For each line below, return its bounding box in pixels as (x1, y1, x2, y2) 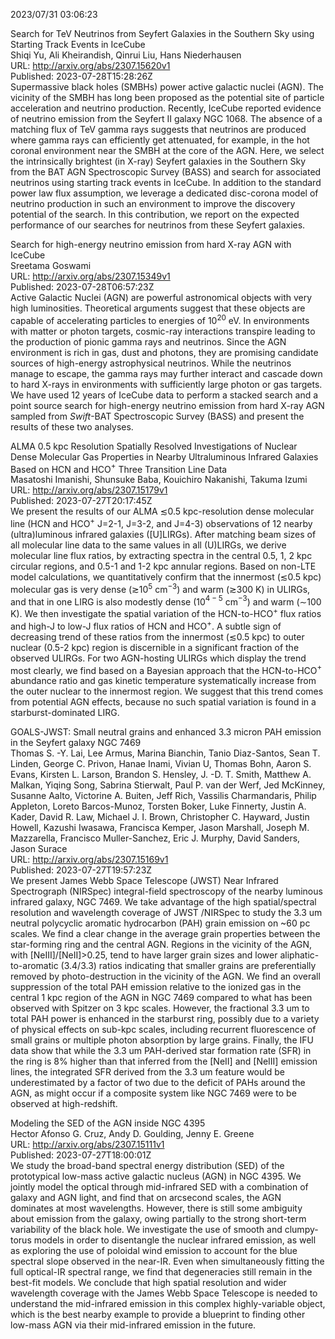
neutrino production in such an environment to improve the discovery (10, 198, 296, 209)
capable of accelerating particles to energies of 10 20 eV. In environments (10, 313, 310, 326)
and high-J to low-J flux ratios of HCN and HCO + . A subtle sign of (10, 618, 282, 632)
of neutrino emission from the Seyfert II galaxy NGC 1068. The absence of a (10, 113, 323, 124)
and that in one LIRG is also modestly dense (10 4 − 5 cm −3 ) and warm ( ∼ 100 (10, 594, 322, 608)
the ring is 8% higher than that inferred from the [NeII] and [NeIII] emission (10, 1055, 318, 1068)
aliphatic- (279, 949, 320, 961)
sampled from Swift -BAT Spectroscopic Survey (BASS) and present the (10, 410, 305, 422)
